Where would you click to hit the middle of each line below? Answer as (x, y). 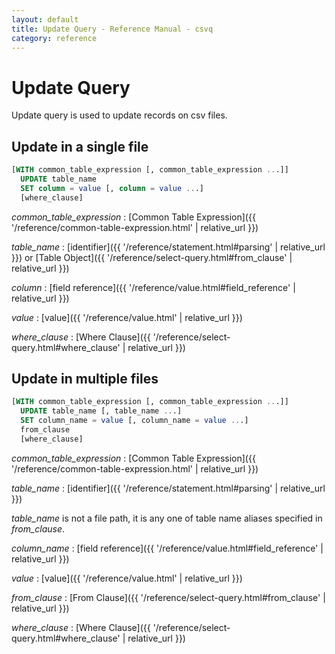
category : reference (54, 38)
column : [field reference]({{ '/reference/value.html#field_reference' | (153, 287)
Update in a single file (80, 146)
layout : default (45, 19)
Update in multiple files (85, 379)
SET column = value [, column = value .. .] (112, 188)
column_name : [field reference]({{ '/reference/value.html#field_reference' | (167, 548)
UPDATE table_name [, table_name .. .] (101, 411)
